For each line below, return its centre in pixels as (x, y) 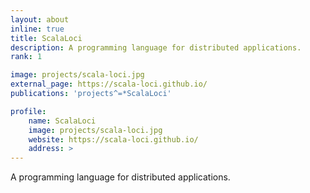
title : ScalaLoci (46, 38)
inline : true (37, 29)
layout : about (40, 19)
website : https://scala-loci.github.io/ (113, 139)
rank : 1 (26, 57)
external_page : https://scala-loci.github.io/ (109, 84)
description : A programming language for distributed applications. (156, 47)
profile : (28, 111)
